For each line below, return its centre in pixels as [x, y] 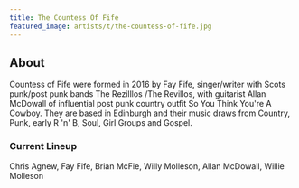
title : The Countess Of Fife [64, 18]
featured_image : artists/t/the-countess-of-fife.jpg [111, 26]
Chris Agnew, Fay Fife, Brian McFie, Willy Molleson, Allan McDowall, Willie [147, 166]
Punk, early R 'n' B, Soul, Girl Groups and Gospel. [101, 123]
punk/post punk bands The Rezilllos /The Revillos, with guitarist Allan [138, 94]
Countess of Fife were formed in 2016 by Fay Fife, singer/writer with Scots [148, 85]
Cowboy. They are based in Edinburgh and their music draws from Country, [150, 113]
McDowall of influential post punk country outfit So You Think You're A [141, 104]
